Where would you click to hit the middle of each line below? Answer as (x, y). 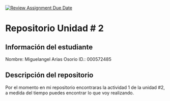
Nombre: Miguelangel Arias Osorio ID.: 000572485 (59, 59)
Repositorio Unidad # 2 (55, 28)
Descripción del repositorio (49, 75)
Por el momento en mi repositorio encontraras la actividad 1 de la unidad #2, (85, 87)
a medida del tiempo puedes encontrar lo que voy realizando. (70, 93)
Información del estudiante (49, 47)
